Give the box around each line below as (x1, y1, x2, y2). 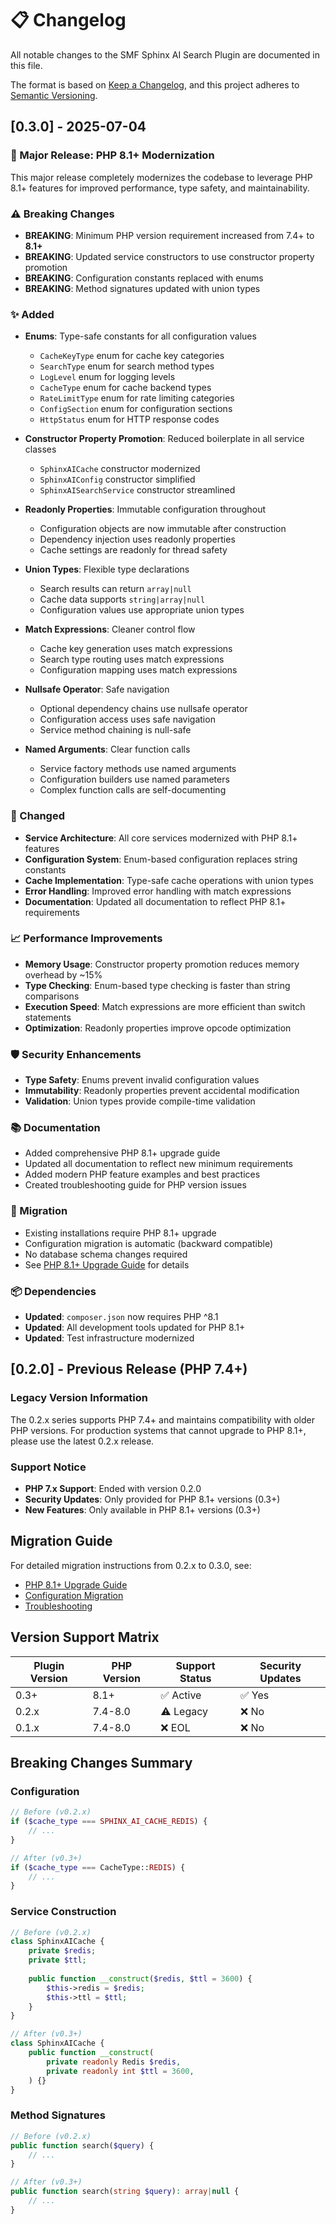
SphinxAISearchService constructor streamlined (39, 484, 236, 496)
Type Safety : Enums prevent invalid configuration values (24, 1074, 260, 1086)
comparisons (24, 990, 80, 1002)
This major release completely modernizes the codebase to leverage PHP (10, 171, 313, 183)
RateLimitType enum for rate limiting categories (39, 392, 235, 404)
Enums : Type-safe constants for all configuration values (24, 330, 257, 342)
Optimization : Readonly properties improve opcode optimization (24, 1022, 292, 1034)
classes (24, 443, 57, 456)
